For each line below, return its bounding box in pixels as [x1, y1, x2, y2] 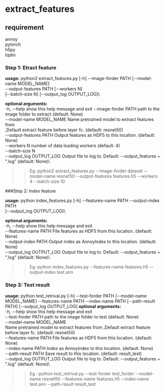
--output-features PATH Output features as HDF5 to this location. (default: [5, 132, 155, 138]
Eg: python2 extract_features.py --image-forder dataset [29, 168, 143, 174]
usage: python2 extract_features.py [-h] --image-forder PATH [5, 76, 132, 81]
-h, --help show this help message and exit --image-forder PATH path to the [5, 106, 160, 112]
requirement [5, 23, 44, 32]
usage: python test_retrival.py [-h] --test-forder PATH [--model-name [5, 293, 147, 299]
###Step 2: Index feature [5, 188, 56, 194]
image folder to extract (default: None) [5, 111, 83, 117]
